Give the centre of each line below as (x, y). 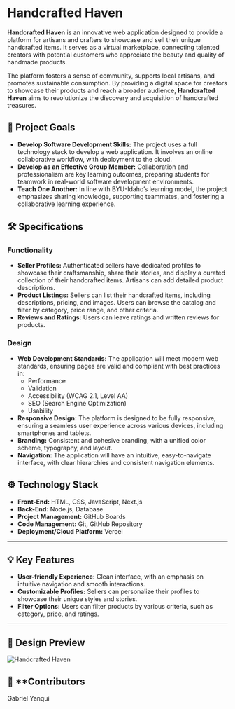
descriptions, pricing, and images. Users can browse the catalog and (117, 303)
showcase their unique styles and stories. (77, 599)
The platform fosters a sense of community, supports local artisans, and (111, 76)
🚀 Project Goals (41, 128)
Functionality (30, 250)
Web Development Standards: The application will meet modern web (118, 358)
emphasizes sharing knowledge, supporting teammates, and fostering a (121, 196)
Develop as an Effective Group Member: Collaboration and (103, 167)
